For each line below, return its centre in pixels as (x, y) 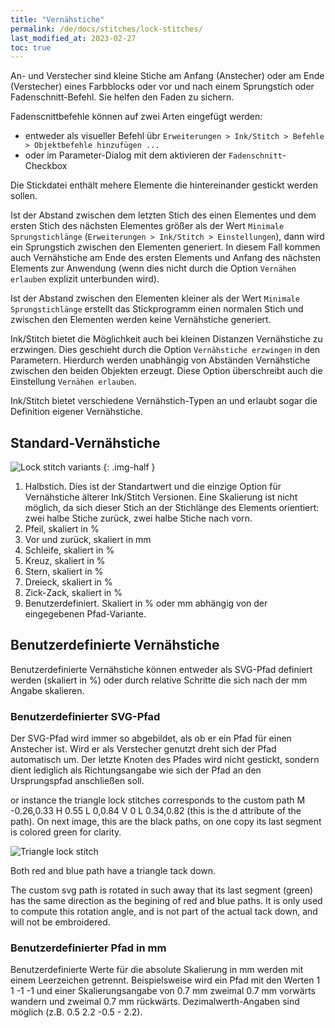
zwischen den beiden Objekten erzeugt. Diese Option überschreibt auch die (166, 371)
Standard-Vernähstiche (85, 442)
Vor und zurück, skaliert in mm (88, 540)
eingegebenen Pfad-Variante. (85, 614)
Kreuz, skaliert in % (65, 561)
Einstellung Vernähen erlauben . (73, 382)
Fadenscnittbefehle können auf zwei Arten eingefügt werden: (136, 117)
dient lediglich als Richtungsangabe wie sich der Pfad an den (136, 770)
